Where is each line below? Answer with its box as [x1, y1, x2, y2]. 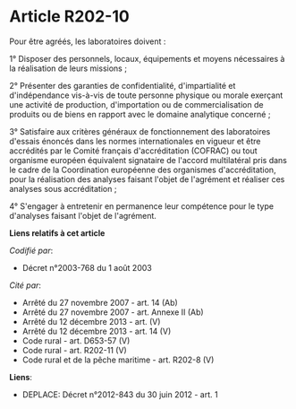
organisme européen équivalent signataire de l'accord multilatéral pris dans [9, 154, 288, 165]
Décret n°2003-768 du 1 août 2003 [21, 262, 152, 273]
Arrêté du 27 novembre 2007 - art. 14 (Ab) [21, 297, 179, 308]
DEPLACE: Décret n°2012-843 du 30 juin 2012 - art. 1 [21, 388, 218, 400]
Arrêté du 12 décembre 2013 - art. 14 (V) [21, 326, 172, 336]
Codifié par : [9, 245, 54, 256]
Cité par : [9, 280, 42, 291]
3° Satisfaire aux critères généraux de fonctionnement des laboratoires [9, 126, 271, 136]
